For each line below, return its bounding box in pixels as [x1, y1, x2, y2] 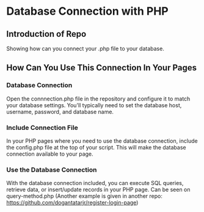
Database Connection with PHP [6, 4, 169, 18]
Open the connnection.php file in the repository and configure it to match [6, 95, 191, 102]
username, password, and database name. [6, 108, 114, 115]
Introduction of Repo [6, 29, 87, 39]
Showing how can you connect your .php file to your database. [6, 45, 165, 52]
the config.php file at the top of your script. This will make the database [6, 143, 186, 151]
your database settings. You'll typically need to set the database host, [6, 101, 182, 108]
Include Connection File [6, 123, 78, 132]
